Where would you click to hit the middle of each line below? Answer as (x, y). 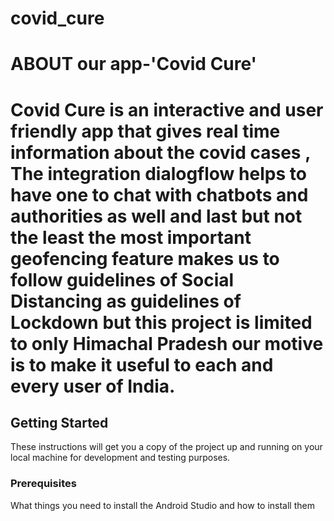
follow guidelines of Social (122, 279)
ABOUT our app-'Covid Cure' (134, 64)
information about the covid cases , (160, 152)
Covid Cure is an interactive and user (167, 109)
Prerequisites (43, 484)
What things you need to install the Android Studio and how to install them (162, 505)
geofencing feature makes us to (145, 258)
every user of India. (93, 386)
